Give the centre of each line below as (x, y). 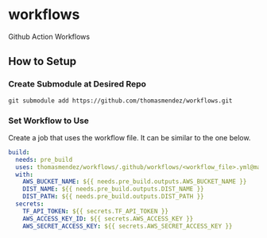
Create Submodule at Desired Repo (77, 84)
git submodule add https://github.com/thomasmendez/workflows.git (120, 101)
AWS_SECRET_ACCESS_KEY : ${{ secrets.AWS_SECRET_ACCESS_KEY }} (128, 226)
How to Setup (43, 61)
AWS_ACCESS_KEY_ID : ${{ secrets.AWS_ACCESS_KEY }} (108, 219)
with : (25, 175)
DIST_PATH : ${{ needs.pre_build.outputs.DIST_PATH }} (113, 197)
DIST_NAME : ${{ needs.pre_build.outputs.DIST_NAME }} (113, 189)
